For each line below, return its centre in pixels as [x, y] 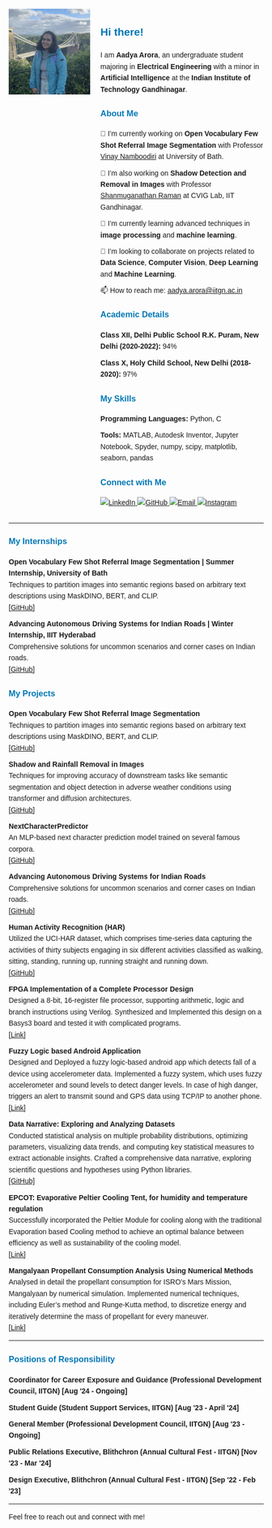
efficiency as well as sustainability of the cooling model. [95, 1243]
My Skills [118, 398]
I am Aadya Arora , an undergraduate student [172, 55]
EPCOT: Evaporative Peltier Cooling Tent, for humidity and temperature [128, 1198]
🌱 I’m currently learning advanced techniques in [175, 224]
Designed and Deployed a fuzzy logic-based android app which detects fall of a [132, 1062]
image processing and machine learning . [168, 235]
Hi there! [122, 32]
